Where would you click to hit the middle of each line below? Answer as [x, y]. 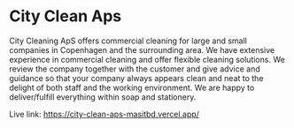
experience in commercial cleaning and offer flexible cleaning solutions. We [147, 59]
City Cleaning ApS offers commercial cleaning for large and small [128, 41]
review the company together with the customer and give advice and [135, 69]
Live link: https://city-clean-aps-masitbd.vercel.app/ [104, 114]
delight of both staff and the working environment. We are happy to [132, 87]
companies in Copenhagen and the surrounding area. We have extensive [142, 49]
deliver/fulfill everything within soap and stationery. [103, 97]
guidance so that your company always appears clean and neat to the [136, 78]
